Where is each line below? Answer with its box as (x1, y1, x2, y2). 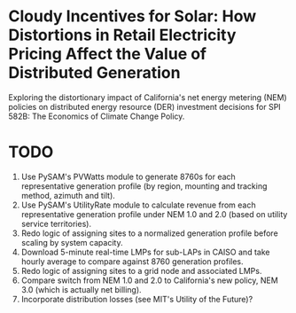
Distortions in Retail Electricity (8, 25, 237, 45)
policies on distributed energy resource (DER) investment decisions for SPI (8, 101, 281, 112)
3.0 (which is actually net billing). (20, 284, 143, 294)
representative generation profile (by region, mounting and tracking (20, 180, 268, 192)
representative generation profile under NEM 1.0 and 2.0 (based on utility (20, 208, 288, 219)
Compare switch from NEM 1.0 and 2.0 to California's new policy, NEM (20, 275, 278, 286)
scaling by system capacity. (20, 237, 123, 247)
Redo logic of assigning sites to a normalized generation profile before (20, 228, 278, 239)
